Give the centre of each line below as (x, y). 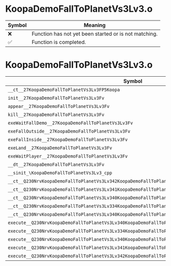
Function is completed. (59, 42)
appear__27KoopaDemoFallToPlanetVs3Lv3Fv (59, 106)
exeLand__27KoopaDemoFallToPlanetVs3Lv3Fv (60, 148)
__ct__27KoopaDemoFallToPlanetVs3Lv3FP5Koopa (64, 90)
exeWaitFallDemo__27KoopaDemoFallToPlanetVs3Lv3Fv (70, 123)
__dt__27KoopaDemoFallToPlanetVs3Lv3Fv (56, 164)
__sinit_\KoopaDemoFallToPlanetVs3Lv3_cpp (60, 173)
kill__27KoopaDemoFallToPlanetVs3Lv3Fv (56, 115)
